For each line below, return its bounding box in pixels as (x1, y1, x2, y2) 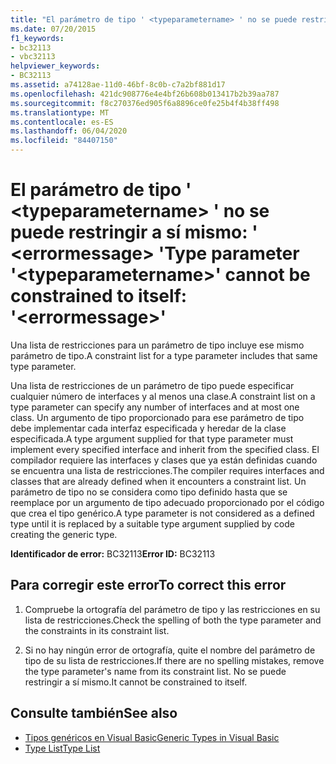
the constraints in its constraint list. (24, 624, 170, 636)
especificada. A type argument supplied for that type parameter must (10, 432, 294, 445)
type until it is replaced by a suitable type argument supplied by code (10, 517, 295, 530)
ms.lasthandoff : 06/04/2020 (10, 126, 128, 136)
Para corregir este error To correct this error (10, 577, 287, 594)
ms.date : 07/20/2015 (10, 24, 97, 34)
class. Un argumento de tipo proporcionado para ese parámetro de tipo (10, 411, 305, 423)
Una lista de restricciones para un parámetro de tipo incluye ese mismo (10, 339, 305, 351)
